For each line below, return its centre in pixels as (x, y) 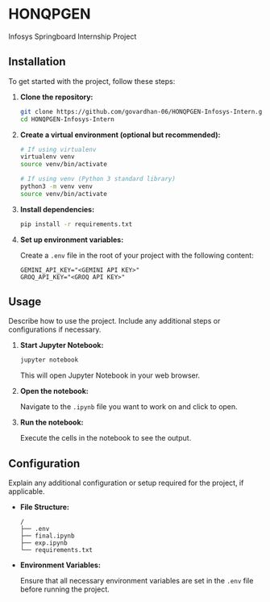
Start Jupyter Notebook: (62, 345)
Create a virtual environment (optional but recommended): (120, 135)
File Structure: (45, 507)
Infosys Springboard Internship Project (73, 36)
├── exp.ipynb (44, 543)
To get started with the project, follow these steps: (92, 81)
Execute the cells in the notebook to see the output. (106, 438)
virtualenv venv (47, 157)
